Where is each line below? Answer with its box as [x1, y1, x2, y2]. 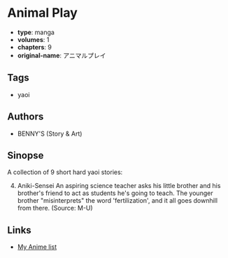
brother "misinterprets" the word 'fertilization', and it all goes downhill [17, 196, 218, 205]
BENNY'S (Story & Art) [17, 129, 83, 138]
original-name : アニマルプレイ [17, 51, 106, 59]
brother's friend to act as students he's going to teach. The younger [17, 189, 213, 197]
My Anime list [17, 243, 57, 251]
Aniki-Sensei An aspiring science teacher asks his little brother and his [17, 182, 221, 190]
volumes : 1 [17, 35, 50, 43]
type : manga [17, 28, 55, 36]
